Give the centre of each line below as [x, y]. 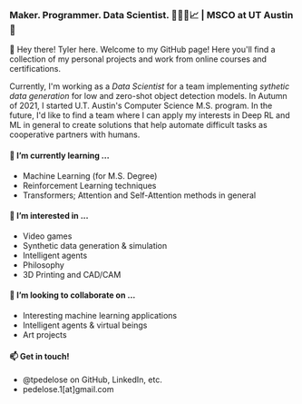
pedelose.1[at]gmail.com [68, 389]
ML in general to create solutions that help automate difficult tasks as [138, 125]
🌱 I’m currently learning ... [60, 155]
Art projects [44, 334]
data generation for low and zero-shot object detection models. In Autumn [148, 96]
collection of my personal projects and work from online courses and [138, 59]
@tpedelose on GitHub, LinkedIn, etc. [93, 379]
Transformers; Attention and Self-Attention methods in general [139, 195]
